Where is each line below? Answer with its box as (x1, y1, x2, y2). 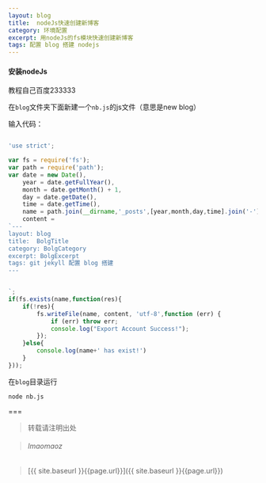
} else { (22, 340, 44, 348)
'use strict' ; (8, 142, 55, 150)
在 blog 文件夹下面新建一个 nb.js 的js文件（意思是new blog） (8, 102, 200, 112)
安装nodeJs (8, 67, 47, 76)
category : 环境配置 (8, 26, 68, 34)
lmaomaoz (27, 441, 63, 451)
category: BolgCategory (8, 245, 87, 253)
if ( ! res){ (22, 302, 55, 310)
